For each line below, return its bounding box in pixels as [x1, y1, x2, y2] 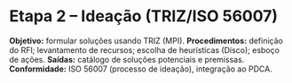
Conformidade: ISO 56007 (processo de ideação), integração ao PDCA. [9, 64, 272, 74]
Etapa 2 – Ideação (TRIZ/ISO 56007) [9, 6, 278, 26]
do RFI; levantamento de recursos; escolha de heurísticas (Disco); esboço [9, 44, 280, 55]
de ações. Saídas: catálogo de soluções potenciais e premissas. [9, 54, 245, 64]
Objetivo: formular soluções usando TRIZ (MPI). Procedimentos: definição [9, 35, 284, 46]
